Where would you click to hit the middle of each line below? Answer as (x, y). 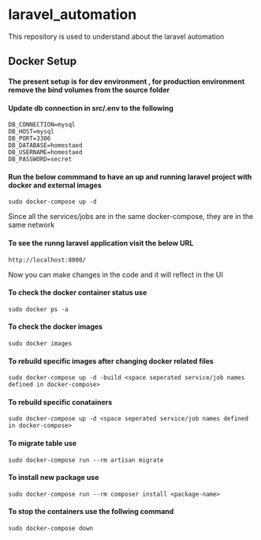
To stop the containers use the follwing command (91, 512)
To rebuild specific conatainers (60, 402)
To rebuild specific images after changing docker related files (111, 361)
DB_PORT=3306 (30, 139)
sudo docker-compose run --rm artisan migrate (86, 460)
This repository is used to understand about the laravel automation (116, 36)
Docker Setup (43, 61)
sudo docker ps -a (38, 309)
